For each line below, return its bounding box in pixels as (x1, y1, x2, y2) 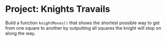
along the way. (5, 30, 36, 36)
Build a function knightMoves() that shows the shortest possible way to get (5, 20, 160, 26)
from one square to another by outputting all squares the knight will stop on (5, 25, 161, 31)
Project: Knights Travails (5, 3, 111, 15)
